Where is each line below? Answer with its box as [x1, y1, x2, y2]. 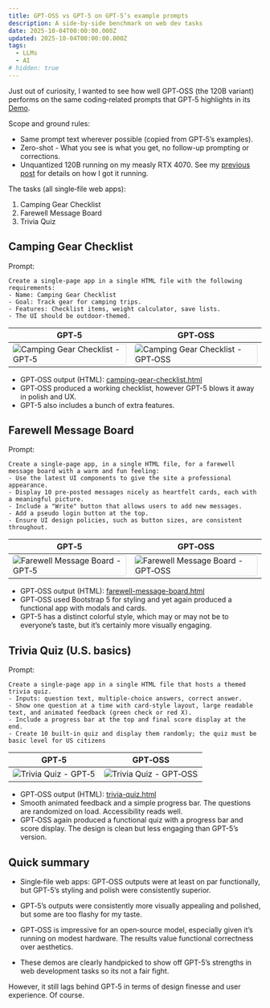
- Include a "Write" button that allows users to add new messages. [8, 503, 243, 511]
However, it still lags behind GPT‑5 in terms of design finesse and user [8, 981, 241, 991]
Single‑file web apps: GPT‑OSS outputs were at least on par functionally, [19, 877, 260, 886]
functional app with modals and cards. [19, 603, 147, 613]
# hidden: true [8, 64, 59, 72]
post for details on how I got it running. [19, 168, 149, 178]
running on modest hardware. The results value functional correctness [19, 933, 254, 943]
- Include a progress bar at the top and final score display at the [8, 716, 247, 724]
